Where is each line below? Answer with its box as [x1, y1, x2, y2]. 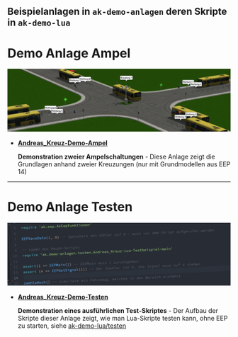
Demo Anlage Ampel [7, 45, 131, 61]
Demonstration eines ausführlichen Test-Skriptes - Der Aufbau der [17, 306, 218, 314]
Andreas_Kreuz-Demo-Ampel [17, 139, 108, 147]
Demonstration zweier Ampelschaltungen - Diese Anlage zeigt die [17, 152, 215, 161]
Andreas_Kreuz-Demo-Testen [17, 292, 108, 301]
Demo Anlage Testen [7, 199, 133, 215]
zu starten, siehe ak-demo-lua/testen [17, 321, 126, 330]
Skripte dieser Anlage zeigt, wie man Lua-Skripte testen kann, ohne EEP [17, 314, 228, 322]
